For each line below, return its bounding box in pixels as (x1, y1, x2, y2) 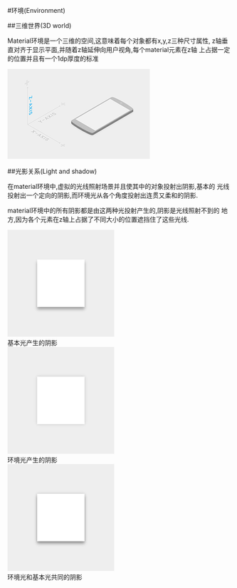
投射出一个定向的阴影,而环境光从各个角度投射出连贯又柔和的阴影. (7, 191, 199, 200)
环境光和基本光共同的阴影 (7, 573, 83, 581)
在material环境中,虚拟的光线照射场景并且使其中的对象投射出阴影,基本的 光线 (7, 182, 230, 190)
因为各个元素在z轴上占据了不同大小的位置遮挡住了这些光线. (15, 215, 189, 223)
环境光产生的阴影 (7, 455, 58, 464)
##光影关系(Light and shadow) (7, 167, 98, 175)
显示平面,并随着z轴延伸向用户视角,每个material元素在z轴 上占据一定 (31, 46, 231, 53)
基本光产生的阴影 (7, 339, 58, 347)
